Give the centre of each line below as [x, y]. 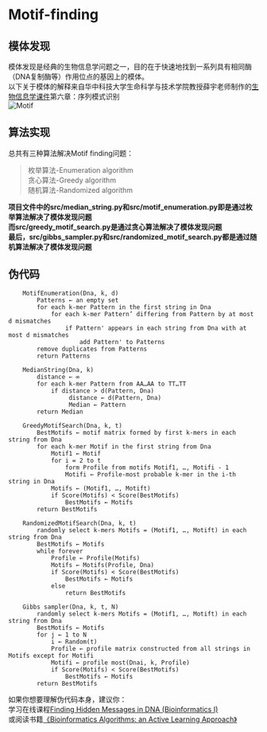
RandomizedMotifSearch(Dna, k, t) [79, 523]
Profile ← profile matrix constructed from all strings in [150, 648]
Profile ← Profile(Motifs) [95, 558]
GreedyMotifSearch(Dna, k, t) [73, 425]
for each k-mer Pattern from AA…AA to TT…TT [112, 384]
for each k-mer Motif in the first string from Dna [124, 446]
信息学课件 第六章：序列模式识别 [67, 96]
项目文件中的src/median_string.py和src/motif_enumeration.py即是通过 [127, 207]
